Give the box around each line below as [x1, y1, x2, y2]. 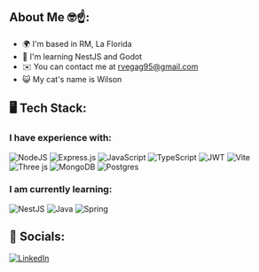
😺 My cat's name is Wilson [21, 74, 122, 84]
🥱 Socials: [9, 229, 66, 245]
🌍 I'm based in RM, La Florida [21, 38, 132, 49]
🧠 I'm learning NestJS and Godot [21, 51, 143, 62]
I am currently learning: [9, 183, 113, 196]
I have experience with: [9, 132, 113, 144]
